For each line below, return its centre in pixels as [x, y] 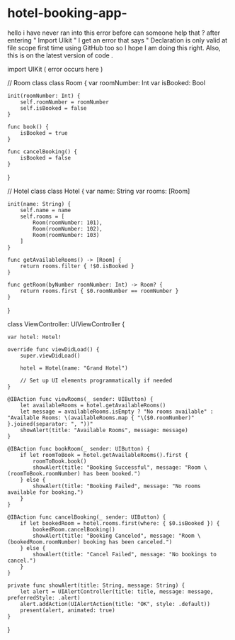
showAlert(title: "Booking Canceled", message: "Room [114, 536]
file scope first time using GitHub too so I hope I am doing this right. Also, [114, 48]
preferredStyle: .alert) [44, 597]
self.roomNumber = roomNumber [65, 102]
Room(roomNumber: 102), [68, 228]
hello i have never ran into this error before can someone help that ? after [114, 33]
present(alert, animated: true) [68, 610]
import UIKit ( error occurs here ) [55, 69]
